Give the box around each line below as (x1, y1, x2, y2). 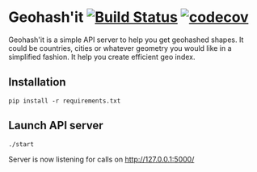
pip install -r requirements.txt (8, 97, 121, 105)
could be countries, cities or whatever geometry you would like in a (8, 43, 232, 52)
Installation (8, 75, 66, 89)
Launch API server (8, 119, 103, 132)
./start (8, 140, 35, 149)
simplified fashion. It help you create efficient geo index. (8, 52, 196, 61)
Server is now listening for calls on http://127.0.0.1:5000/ (8, 154, 195, 164)
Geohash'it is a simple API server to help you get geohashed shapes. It (8, 35, 244, 44)
